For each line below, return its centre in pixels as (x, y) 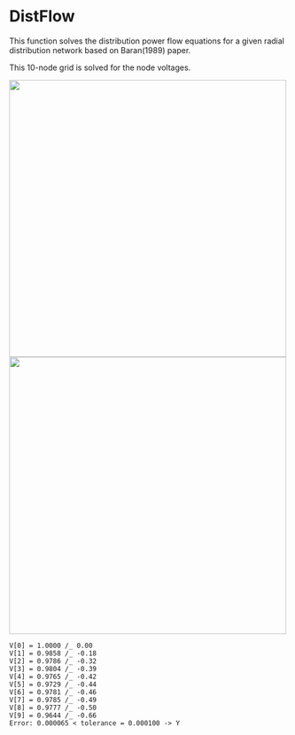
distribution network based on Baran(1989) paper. (100, 50)
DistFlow (42, 16)
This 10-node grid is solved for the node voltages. (100, 67)
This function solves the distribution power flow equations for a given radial (147, 41)
